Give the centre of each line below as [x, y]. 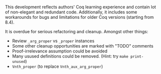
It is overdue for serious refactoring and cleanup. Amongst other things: [77, 31]
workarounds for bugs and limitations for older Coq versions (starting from [80, 17]
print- [137, 57]
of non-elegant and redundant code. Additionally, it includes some [71, 12]
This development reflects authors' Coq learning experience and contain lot [80, 7]
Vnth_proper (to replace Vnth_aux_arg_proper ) [57, 66]
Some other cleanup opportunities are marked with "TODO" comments [83, 46]
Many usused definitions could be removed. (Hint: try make [70, 56]
